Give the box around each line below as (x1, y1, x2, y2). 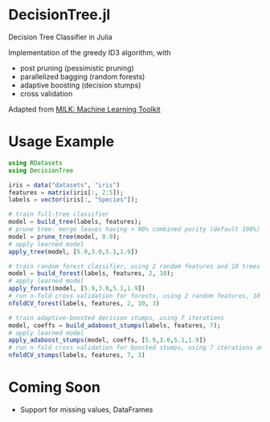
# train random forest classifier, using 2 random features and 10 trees (8, 262, 261, 270)
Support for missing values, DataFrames (19, 404, 153, 414)
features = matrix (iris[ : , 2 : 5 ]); (8, 189, 125, 197)
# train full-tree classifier (8, 210, 110, 218)
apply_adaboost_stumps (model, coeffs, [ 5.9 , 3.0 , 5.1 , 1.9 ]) (8, 336, 207, 344)
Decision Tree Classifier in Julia (8, 32, 112, 42)
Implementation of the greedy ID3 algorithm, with (8, 47, 171, 57)
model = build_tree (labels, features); (8, 218, 142, 226)
